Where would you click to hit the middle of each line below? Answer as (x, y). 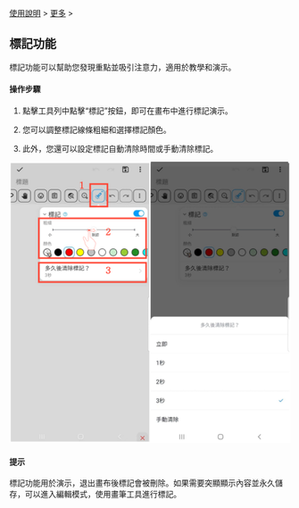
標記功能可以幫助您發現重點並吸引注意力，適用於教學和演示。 (123, 67)
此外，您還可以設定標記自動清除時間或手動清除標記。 (120, 149)
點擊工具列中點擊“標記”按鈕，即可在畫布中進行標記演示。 (128, 111)
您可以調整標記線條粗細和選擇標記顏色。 (96, 130)
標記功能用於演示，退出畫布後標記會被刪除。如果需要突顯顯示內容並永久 (142, 483)
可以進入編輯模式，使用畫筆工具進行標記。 (103, 495)
